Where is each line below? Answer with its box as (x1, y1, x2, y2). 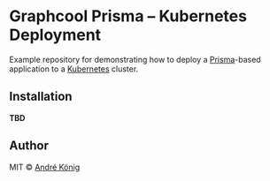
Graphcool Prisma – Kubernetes (9, 6, 248, 26)
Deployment (9, 25, 102, 45)
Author (9, 139, 49, 154)
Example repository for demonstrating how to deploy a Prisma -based (9, 54, 261, 64)
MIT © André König (9, 162, 81, 172)
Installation (9, 89, 73, 104)
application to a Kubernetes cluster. (9, 64, 139, 74)
